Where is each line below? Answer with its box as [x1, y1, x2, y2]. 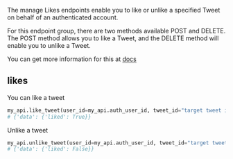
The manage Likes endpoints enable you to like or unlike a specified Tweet [7, 6, 221, 14]
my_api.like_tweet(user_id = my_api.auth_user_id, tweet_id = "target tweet [7, 107, 222, 114]
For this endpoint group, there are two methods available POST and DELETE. [7, 27, 226, 35]
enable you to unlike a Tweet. [7, 42, 92, 49]
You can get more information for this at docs [7, 55, 137, 63]
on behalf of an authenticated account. [7, 13, 119, 22]
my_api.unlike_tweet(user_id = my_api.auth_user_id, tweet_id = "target [7, 139, 209, 147]
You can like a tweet [7, 93, 65, 101]
